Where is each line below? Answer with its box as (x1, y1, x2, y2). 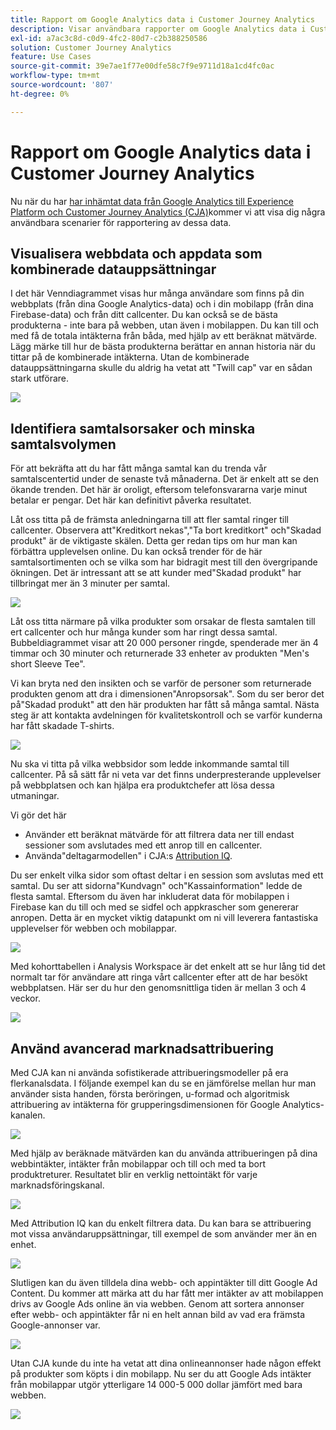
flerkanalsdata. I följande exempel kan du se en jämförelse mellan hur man (10, 1077, 317, 1089)
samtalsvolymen (10, 436, 117, 453)
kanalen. (10, 1109, 46, 1121)
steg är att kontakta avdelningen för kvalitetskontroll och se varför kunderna (10, 709, 323, 721)
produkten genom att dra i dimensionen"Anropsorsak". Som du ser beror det (10, 688, 325, 700)
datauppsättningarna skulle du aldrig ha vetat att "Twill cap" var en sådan (10, 362, 313, 374)
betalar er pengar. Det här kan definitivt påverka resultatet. (10, 494, 252, 506)
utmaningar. (10, 790, 60, 802)
